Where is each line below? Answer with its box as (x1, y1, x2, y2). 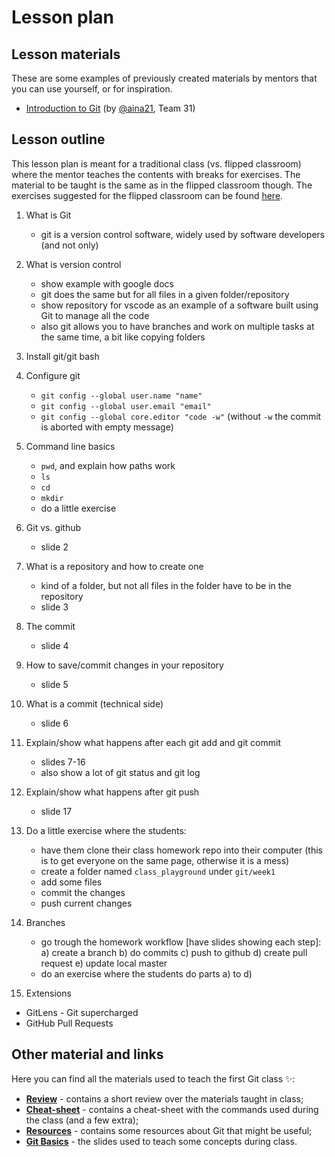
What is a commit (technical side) (25, 697, 164, 710)
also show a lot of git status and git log (40, 766, 201, 778)
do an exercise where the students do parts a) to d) (40, 967, 253, 980)
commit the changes (40, 886, 126, 898)
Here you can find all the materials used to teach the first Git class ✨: (11, 1072, 296, 1085)
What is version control (25, 258, 122, 270)
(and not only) (40, 239, 99, 251)
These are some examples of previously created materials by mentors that (11, 72, 318, 84)
